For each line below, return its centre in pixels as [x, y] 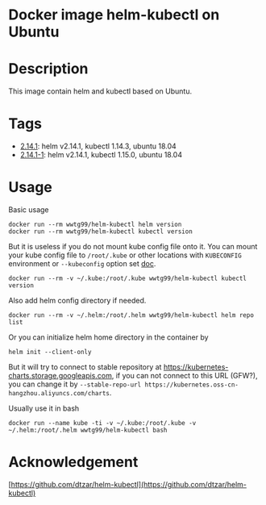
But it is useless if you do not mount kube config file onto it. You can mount [133, 246]
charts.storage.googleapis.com [60, 376]
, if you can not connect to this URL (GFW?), [185, 376]
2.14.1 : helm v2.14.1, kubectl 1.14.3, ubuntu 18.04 [98, 146]
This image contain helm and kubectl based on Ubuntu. [100, 91]
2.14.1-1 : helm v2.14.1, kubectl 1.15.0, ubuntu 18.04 [101, 155]
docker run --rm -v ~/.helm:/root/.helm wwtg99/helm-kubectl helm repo [131, 315]
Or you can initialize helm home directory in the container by [108, 337]
